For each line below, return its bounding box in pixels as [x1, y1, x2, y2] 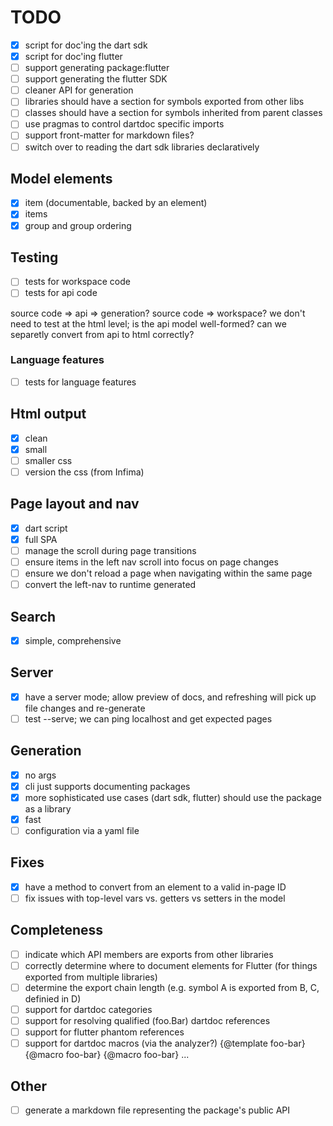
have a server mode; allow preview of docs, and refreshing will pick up [24, 691, 317, 703]
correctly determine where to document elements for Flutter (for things [24, 959, 318, 971]
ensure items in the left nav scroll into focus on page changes [24, 556, 279, 568]
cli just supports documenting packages [24, 780, 191, 792]
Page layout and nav [10, 496, 140, 513]
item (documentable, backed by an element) [24, 197, 208, 209]
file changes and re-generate [24, 702, 146, 714]
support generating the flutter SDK [24, 73, 168, 85]
